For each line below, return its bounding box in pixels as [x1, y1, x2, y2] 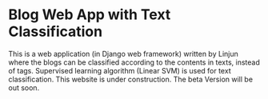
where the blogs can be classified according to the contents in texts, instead [8, 57, 260, 67]
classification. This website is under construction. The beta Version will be [8, 74, 254, 84]
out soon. [8, 82, 40, 93]
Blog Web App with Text [8, 6, 171, 24]
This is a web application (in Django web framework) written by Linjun [8, 49, 238, 58]
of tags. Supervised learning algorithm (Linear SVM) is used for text [8, 65, 231, 75]
